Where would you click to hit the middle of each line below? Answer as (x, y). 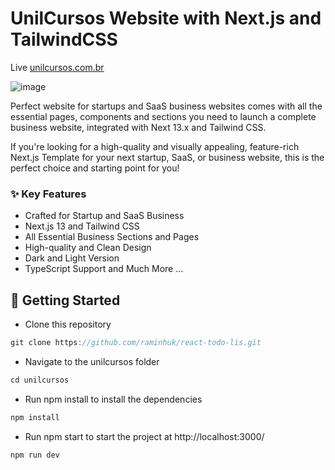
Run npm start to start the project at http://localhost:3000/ (144, 436)
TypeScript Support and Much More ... (104, 269)
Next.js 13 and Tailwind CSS (82, 226)
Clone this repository (68, 324)
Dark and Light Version (72, 258)
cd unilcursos (40, 380)
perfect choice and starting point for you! (95, 168)
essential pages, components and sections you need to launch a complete (163, 116)
